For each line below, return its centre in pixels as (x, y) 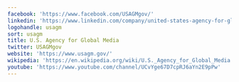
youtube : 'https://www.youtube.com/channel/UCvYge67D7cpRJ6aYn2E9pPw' (114, 67)
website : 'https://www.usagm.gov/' (60, 54)
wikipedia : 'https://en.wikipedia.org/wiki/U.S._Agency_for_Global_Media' (121, 61)
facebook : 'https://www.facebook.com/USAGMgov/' (81, 14)
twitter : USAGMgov (34, 47)
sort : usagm (25, 34)
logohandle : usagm (34, 27)
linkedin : (22, 21)
